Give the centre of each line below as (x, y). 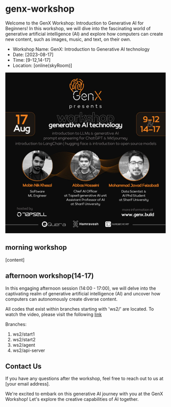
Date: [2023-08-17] (33, 55)
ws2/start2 (24, 339)
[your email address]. (27, 384)
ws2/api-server (29, 350)
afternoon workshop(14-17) (50, 276)
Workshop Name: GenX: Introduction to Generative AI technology (81, 49)
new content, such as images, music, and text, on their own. (68, 39)
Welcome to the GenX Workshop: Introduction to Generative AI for (75, 23)
